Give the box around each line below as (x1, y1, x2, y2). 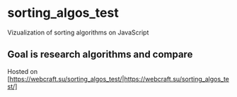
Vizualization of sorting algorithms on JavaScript (7, 28, 149, 37)
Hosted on (7, 67, 37, 75)
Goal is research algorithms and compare (7, 48, 193, 60)
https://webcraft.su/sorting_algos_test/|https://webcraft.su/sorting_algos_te (9, 75, 230, 83)
